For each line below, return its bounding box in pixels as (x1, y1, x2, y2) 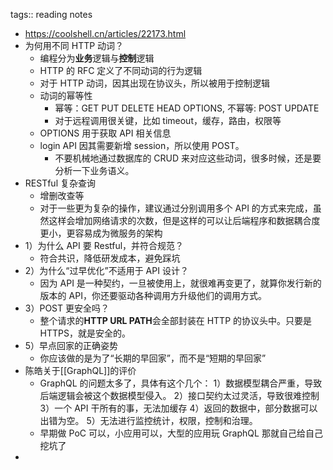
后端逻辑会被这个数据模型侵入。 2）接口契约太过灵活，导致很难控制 (39, 390, 320, 401)
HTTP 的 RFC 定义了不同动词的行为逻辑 (39, 65, 203, 76)
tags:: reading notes (10, 9, 93, 20)
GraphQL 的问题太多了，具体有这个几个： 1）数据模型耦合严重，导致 (39, 377, 323, 389)
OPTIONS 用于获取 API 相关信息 (39, 127, 172, 139)
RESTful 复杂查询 (24, 177, 96, 189)
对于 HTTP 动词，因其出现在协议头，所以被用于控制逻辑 (39, 77, 270, 89)
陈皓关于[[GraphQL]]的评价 (24, 365, 137, 376)
